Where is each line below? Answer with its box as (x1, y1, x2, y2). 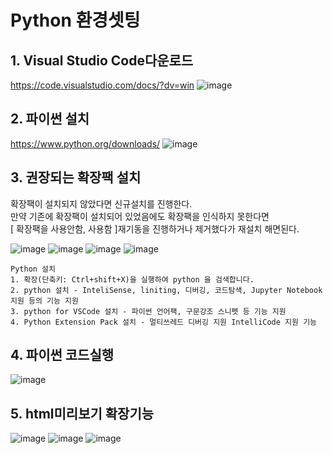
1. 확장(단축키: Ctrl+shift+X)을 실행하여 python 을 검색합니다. (10, 274, 255, 285)
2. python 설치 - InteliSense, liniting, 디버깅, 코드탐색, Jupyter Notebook (10, 285, 323, 295)
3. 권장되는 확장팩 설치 (10, 169, 142, 186)
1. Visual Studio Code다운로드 (10, 52, 194, 69)
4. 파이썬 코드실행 (10, 347, 115, 364)
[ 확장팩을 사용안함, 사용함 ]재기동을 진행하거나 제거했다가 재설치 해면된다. (10, 222, 300, 235)
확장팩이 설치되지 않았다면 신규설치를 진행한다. (10, 197, 193, 210)
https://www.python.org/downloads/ (10, 137, 161, 150)
